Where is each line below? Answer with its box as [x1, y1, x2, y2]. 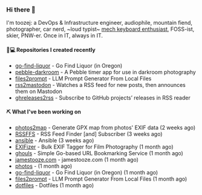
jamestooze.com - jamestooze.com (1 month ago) [15, 156, 139, 163]
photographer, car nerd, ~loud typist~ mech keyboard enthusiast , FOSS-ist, [6, 25, 195, 33]
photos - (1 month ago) [15, 162, 73, 170]
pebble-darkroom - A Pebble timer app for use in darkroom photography [15, 68, 197, 75]
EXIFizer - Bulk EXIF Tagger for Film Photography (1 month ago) [15, 143, 174, 150]
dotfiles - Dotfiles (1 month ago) [15, 181, 94, 189]
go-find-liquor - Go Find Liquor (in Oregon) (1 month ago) [15, 168, 158, 176]
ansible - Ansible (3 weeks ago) [15, 136, 94, 144]
